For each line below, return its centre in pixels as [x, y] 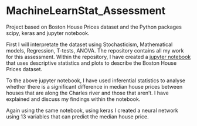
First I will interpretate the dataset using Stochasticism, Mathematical [89, 44]
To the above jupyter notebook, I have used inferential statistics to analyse [96, 80]
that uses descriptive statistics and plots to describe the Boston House [91, 63]
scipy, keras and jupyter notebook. [48, 33]
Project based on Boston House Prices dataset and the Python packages [94, 27]
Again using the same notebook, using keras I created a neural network [92, 110]
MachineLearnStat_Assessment [86, 11]
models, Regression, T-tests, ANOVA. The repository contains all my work [95, 50]
